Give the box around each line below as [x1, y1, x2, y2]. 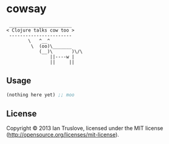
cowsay [6, 2, 47, 16]
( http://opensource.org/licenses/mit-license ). [6, 131, 120, 139]
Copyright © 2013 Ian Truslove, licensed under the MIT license [6, 125, 164, 132]
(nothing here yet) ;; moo [6, 92, 75, 98]
